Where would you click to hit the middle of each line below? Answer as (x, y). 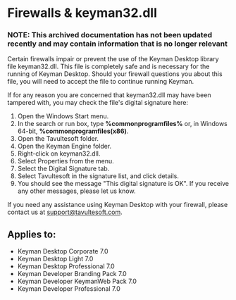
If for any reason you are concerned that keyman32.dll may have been (109, 95)
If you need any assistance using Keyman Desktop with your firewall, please (118, 205)
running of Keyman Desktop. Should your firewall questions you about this (115, 74)
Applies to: (32, 234)
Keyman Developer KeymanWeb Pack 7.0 (77, 281)
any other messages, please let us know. (76, 191)
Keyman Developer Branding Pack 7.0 (72, 274)
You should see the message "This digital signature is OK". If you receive (123, 184)
